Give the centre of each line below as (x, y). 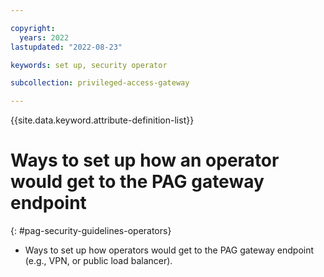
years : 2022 (44, 37)
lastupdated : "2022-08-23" (66, 47)
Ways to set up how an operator (145, 160)
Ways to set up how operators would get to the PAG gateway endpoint (169, 250)
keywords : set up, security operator (89, 65)
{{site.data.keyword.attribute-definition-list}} (102, 120)
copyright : (33, 28)
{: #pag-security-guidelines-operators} (91, 231)
